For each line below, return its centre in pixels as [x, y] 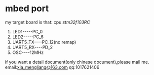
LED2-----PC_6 [28, 37]
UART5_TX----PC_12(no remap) [44, 42]
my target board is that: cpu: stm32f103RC [48, 22]
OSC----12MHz [28, 52]
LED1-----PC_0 [27, 31]
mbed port [27, 9]
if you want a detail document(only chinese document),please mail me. [77, 62]
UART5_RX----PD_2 [33, 47]
